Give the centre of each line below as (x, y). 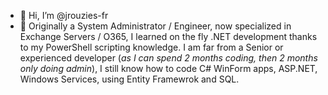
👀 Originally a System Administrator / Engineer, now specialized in (155, 26)
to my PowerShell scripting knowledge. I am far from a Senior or (151, 47)
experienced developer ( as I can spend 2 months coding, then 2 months (168, 58)
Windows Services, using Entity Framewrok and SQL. (129, 79)
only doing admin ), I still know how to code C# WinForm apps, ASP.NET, (168, 68)
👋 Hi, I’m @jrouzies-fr (64, 15)
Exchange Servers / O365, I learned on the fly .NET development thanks (168, 36)
